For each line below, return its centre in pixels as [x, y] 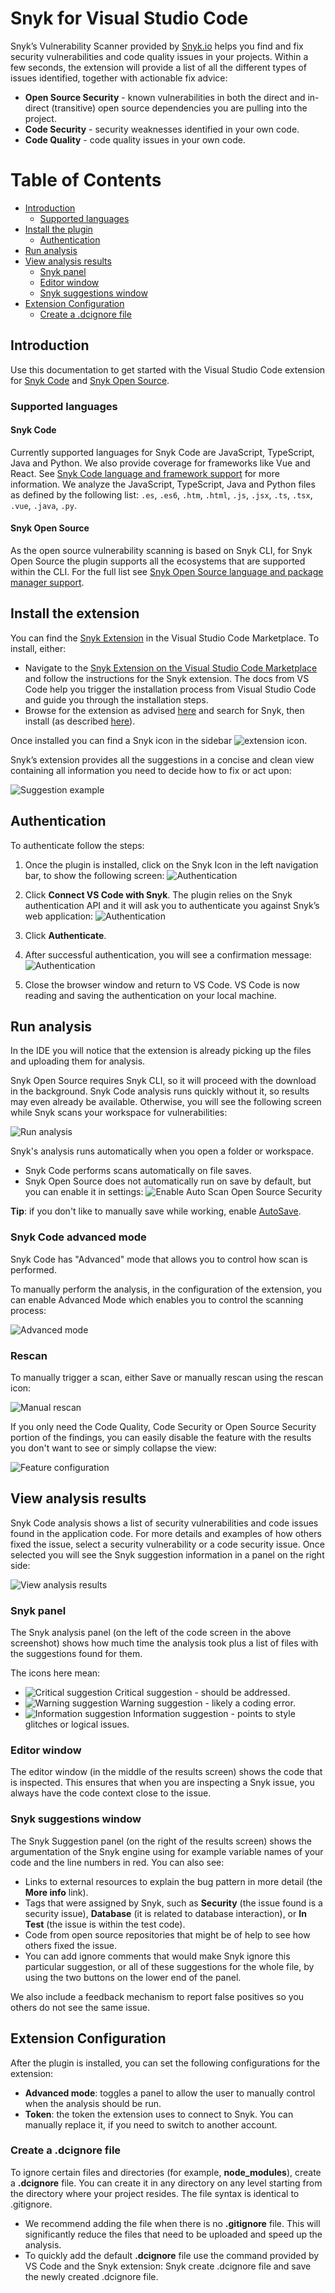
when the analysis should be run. [93, 2103]
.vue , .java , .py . [43, 505]
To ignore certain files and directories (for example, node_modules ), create [166, 2172]
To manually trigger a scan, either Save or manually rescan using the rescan [167, 1378]
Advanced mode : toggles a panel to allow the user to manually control [170, 2093]
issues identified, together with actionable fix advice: [119, 78]
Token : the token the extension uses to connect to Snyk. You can [159, 2114]
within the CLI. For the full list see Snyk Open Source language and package [167, 572]
